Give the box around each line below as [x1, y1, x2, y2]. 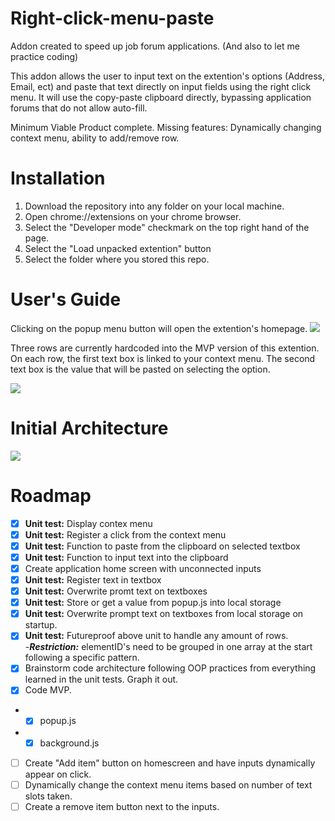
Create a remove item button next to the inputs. [24, 800, 220, 812]
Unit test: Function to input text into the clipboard [24, 551, 229, 563]
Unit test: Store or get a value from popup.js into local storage [24, 597, 282, 609]
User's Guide [10, 288, 122, 311]
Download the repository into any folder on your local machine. [24, 200, 285, 212]
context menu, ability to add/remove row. [10, 132, 180, 144]
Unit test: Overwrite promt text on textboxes [24, 585, 208, 597]
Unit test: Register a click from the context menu [24, 528, 227, 541]
